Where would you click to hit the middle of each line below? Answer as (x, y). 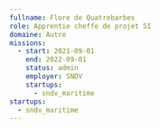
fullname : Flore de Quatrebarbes (72, 18)
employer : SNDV (54, 77)
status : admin (52, 69)
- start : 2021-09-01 (56, 51)
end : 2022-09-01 (56, 59)
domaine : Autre (38, 34)
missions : (28, 43)
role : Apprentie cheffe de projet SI (80, 26)
